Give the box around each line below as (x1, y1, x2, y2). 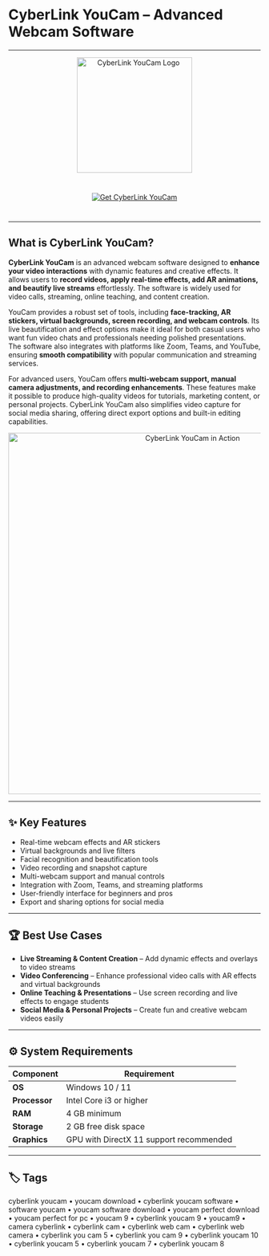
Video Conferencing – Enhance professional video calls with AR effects (19, 971, 257, 981)
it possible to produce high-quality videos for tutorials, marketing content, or (8, 391, 260, 401)
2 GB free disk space (66, 1121, 146, 1132)
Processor (12, 1095, 53, 1106)
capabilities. (8, 416, 48, 426)
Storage (12, 1121, 44, 1132)
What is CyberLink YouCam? (8, 236, 155, 250)
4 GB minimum (66, 1108, 122, 1119)
